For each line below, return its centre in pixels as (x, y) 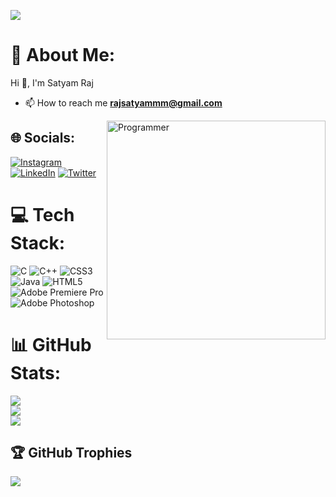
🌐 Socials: (43, 138)
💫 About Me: (63, 55)
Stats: (36, 372)
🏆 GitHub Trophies (71, 453)
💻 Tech (42, 214)
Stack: (38, 242)
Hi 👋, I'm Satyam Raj (52, 82)
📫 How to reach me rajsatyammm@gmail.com (123, 102)
